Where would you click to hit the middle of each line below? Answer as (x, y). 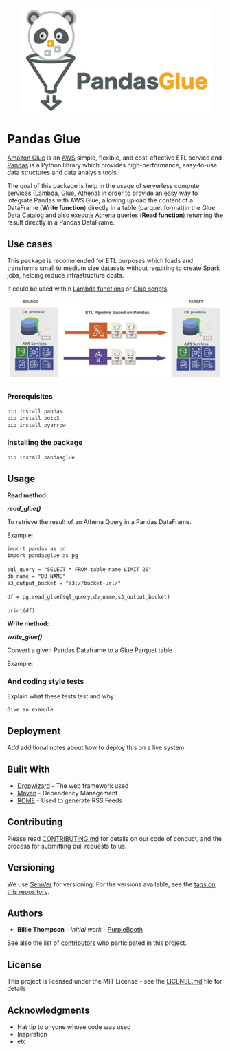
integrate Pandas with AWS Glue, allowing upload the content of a (100, 200)
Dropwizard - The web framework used (73, 786)
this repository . (28, 891)
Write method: (28, 624)
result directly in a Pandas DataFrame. (61, 222)
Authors (25, 914)
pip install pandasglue (41, 458)
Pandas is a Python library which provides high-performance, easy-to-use (112, 165)
